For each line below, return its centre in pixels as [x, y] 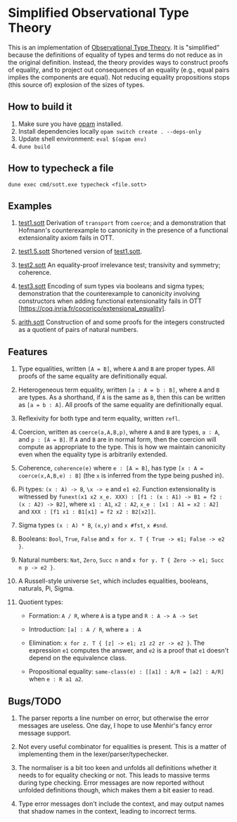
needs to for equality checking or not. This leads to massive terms [114, 775]
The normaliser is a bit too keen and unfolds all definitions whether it [117, 768]
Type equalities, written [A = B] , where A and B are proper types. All [116, 369]
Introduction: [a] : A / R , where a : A [85, 629]
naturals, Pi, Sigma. [46, 589]
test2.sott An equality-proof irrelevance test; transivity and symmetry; [119, 265]
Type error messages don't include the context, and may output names [121, 804]
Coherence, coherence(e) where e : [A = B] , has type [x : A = [111, 468]
